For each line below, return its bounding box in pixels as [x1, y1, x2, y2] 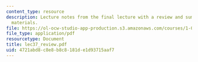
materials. [11, 19, 38, 25]
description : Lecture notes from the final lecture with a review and [6, 14, 183, 20]
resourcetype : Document [6, 36, 65, 42]
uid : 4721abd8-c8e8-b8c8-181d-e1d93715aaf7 [6, 47, 115, 53]
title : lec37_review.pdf [6, 42, 67, 48]
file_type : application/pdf [6, 31, 75, 37]
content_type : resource [6, 8, 65, 15]
